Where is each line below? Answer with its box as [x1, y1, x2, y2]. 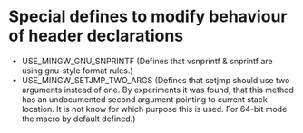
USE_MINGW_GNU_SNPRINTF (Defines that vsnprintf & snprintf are [21, 55, 273, 66]
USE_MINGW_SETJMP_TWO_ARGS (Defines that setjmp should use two [21, 74, 290, 85]
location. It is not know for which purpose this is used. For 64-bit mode [21, 103, 288, 114]
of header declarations [8, 25, 183, 46]
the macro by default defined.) [21, 113, 136, 124]
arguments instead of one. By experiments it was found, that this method [21, 84, 294, 95]
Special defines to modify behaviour [8, 6, 288, 27]
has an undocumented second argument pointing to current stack [21, 93, 269, 105]
